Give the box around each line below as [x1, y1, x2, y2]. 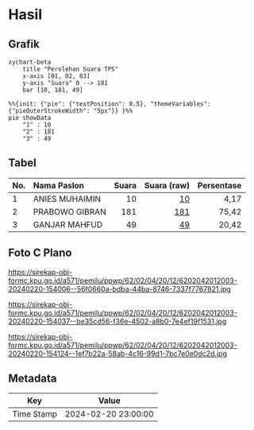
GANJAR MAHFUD [33, 219, 103, 230]
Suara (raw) [144, 180, 190, 191]
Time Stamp [12, 409, 58, 420]
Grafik [8, 37, 40, 51]
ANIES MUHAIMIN [33, 193, 102, 204]
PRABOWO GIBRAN [33, 206, 106, 217]
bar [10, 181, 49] [22, 86, 83, 94]
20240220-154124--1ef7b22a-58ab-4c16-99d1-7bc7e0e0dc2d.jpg [8, 348, 228, 358]
